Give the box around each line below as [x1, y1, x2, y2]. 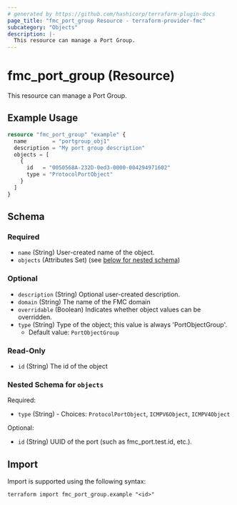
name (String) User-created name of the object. [17, 248, 155, 257]
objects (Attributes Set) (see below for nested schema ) [17, 256, 181, 264]
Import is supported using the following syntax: [7, 477, 146, 486]
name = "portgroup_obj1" [14, 137, 111, 145]
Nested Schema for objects [7, 379, 104, 389]
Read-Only [7, 346, 46, 356]
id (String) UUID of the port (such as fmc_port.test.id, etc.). [17, 437, 193, 446]
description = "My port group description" [14, 144, 145, 151]
